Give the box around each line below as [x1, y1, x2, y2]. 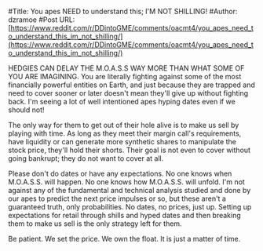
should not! [8, 105, 45, 115]
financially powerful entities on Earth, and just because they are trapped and [8, 80, 255, 89]
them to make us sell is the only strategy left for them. [8, 219, 182, 228]
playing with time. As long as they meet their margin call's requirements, [8, 129, 242, 138]
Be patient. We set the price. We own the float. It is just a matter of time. [8, 235, 241, 243]
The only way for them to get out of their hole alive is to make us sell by [8, 121, 239, 129]
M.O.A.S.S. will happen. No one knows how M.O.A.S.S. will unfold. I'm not [8, 177, 245, 187]
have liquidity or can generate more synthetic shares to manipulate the [8, 137, 237, 146]
